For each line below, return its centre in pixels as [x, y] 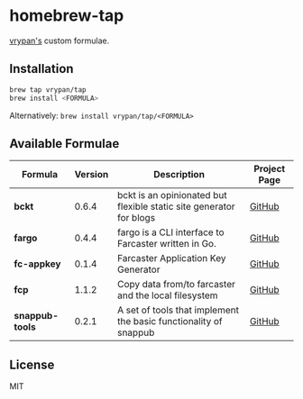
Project [270, 169]
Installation [41, 69]
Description [179, 175]
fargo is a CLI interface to [170, 232]
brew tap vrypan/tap [48, 90]
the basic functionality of [170, 322]
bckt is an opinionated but [172, 195]
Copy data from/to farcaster [176, 285]
